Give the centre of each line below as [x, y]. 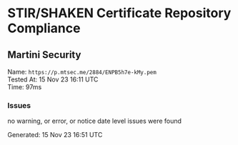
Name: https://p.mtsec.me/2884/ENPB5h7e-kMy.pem [82, 72]
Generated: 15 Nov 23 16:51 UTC [55, 135]
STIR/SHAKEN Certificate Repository [119, 13]
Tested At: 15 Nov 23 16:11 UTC [53, 79]
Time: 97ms [25, 87]
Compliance [44, 28]
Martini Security [44, 55]
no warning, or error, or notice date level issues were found [95, 121]
